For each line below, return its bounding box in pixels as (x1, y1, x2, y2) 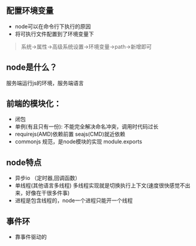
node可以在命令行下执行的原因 (14, 23, 91, 30)
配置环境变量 (6, 5, 54, 16)
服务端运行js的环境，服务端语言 (6, 79, 84, 86)
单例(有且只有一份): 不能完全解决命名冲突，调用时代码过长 (14, 123, 159, 130)
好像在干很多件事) (25, 190, 70, 197)
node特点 (6, 157, 42, 167)
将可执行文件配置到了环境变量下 (14, 30, 94, 37)
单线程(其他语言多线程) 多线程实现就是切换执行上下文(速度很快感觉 (14, 182, 180, 189)
